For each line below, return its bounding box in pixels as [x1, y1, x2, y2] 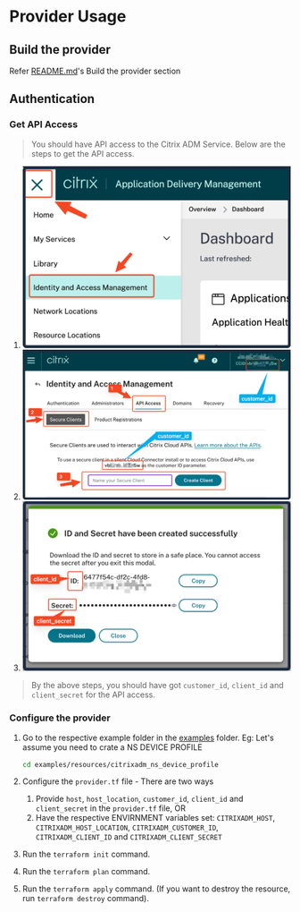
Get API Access [9, 118, 79, 131]
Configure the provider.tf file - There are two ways [21, 776, 214, 787]
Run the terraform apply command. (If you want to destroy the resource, [21, 883, 291, 894]
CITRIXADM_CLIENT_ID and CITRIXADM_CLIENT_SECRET [35, 831, 222, 842]
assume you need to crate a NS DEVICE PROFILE [21, 741, 203, 753]
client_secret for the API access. [30, 689, 156, 700]
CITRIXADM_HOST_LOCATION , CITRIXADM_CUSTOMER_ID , [35, 822, 219, 833]
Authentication [9, 91, 96, 107]
